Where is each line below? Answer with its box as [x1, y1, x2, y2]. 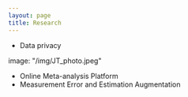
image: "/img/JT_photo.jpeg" [8, 56, 102, 65]
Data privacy [19, 40, 62, 50]
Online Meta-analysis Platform [19, 71, 118, 80]
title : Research [8, 19, 62, 27]
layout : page [8, 11, 51, 20]
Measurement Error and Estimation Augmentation [19, 80, 181, 89]
